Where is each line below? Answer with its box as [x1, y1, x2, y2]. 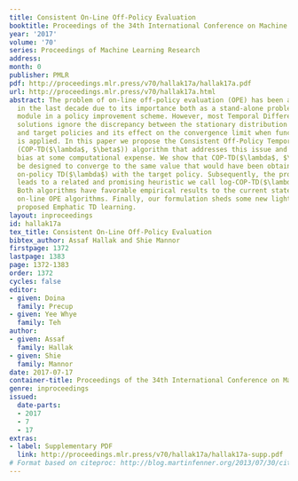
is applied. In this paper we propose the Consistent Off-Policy [17, 137, 264, 146]
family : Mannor [17, 359, 74, 368]
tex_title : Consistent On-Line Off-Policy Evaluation [9, 227, 213, 236]
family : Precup [17, 302, 74, 311]
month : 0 [9, 63, 42, 72]
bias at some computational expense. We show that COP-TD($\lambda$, [17, 153, 279, 162]
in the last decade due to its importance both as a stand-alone [17, 104, 264, 113]
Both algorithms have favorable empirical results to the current [17, 186, 268, 195]
